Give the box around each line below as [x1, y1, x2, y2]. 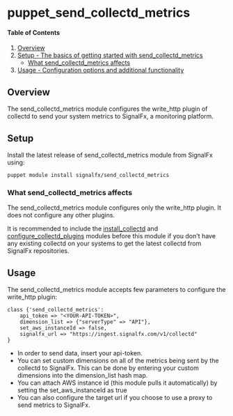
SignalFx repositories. [7, 247, 70, 255]
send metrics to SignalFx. [17, 401, 90, 409]
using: [7, 158, 25, 167]
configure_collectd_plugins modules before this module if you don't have [7, 232, 216, 240]
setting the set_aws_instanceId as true [17, 386, 127, 394]
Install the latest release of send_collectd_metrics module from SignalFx [7, 151, 214, 160]
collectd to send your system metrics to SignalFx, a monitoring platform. [7, 112, 214, 121]
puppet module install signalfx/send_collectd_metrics [7, 172, 170, 179]
